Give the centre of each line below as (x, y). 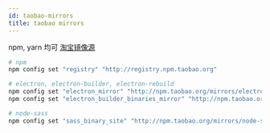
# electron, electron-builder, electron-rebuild (91, 84)
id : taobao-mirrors (41, 16)
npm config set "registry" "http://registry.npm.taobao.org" (113, 70)
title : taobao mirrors (46, 23)
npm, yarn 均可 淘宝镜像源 (52, 47)
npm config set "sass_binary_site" (68, 121)
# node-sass (28, 113)
